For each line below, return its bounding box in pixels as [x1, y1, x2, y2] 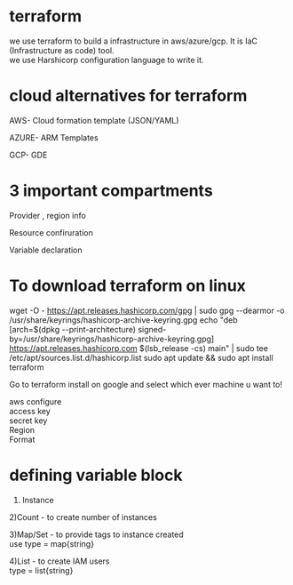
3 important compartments [9, 180, 213, 201]
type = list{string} [9, 565, 74, 575]
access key [9, 405, 51, 416]
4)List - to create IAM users [9, 556, 110, 566]
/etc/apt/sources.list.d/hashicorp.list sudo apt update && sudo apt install [9, 352, 273, 363]
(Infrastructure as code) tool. [9, 44, 115, 55]
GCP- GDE [9, 149, 48, 160]
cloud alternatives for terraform [9, 86, 248, 106]
